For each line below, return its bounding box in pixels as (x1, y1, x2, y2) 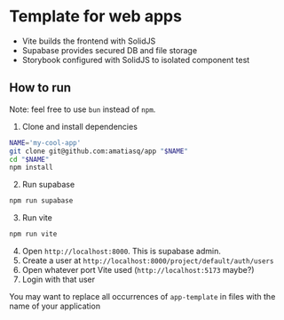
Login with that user (21, 274, 96, 284)
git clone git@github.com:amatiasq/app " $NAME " (9, 147, 189, 156)
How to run (9, 80, 72, 95)
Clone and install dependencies (21, 121, 138, 132)
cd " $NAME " (9, 155, 50, 164)
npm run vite (9, 229, 58, 239)
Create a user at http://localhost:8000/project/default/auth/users (21, 255, 274, 266)
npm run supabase (9, 196, 74, 205)
